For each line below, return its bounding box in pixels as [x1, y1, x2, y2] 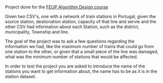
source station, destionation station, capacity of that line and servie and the [5, 19, 157, 24]
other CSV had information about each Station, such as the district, [5, 24, 140, 30]
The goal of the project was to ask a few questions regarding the [5, 38, 135, 44]
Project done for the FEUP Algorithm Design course [5, 4, 109, 10]
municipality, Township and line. [5, 29, 70, 34]
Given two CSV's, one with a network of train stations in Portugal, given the [5, 14, 156, 19]
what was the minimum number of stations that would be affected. [5, 54, 138, 60]
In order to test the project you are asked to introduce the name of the [5, 63, 145, 69]
